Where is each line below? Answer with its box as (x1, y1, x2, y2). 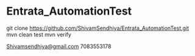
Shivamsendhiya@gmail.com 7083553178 (6, 43, 112, 50)
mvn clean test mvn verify (6, 30, 72, 38)
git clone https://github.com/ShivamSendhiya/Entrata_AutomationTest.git (6, 24, 190, 32)
